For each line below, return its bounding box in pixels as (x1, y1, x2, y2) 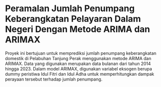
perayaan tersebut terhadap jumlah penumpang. (5, 76, 103, 82)
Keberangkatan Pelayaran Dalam (5, 13, 141, 24)
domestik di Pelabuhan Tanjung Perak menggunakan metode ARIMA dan (5, 55, 152, 61)
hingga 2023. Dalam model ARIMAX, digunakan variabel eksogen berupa (5, 65, 153, 71)
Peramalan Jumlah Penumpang (5, 3, 135, 14)
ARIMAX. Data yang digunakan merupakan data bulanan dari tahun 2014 (5, 61, 151, 66)
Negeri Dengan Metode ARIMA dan (5, 24, 150, 35)
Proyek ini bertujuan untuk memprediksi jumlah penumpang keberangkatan (5, 50, 157, 56)
